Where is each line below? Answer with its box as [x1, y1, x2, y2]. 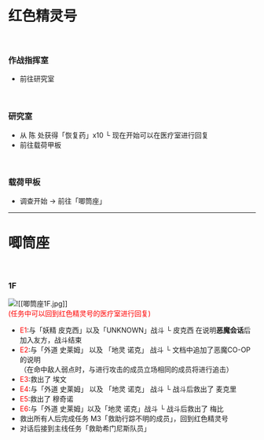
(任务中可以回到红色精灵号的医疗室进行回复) [8, 309, 152, 318]
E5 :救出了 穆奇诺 [19, 394, 74, 404]
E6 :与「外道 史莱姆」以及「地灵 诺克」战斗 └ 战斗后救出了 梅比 [19, 404, 224, 413]
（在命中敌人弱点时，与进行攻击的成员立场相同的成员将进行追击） [19, 365, 233, 374]
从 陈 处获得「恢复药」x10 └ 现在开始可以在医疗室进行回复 [19, 130, 209, 140]
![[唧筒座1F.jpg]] [16, 299, 68, 309]
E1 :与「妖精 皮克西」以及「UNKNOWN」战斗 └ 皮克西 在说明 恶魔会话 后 [19, 325, 251, 335]
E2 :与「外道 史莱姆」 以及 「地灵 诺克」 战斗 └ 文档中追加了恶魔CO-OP [19, 345, 251, 354]
